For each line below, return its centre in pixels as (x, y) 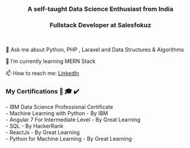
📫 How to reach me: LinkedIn (42, 73)
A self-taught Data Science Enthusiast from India (100, 9)
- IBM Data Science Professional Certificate (60, 107)
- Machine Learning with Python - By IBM (57, 113)
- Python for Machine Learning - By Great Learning (69, 138)
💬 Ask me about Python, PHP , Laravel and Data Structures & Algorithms (95, 50)
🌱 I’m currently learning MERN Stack (51, 61)
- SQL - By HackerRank (35, 126)
